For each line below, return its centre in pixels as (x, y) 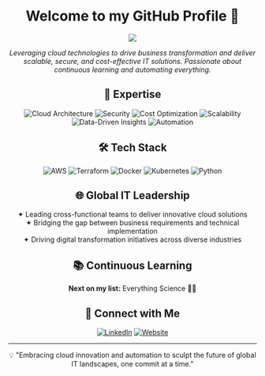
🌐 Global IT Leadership (132, 196)
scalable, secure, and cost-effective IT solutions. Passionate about (132, 61)
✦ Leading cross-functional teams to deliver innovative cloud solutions (132, 214)
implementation (132, 231)
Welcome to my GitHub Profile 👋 (132, 16)
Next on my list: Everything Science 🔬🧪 (132, 288)
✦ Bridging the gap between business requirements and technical (132, 223)
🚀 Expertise (132, 94)
